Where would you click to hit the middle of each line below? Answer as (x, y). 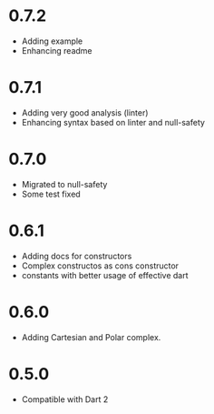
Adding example (52, 41)
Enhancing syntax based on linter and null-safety (113, 122)
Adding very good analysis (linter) (85, 112)
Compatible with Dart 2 (65, 399)
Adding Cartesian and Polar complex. (91, 337)
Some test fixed (51, 194)
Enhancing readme (57, 50)
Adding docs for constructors (77, 256)
